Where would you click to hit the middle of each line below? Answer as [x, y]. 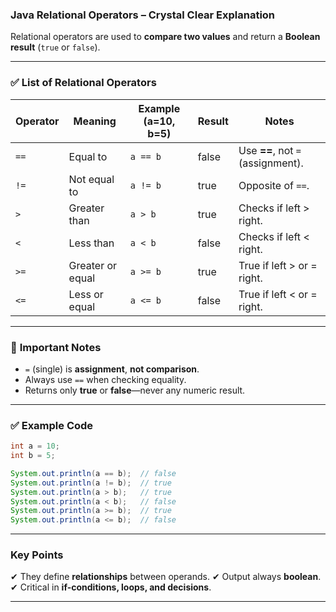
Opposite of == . [274, 185]
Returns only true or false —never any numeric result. [135, 390]
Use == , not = [270, 150]
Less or [86, 294]
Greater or [93, 265]
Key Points [37, 555]
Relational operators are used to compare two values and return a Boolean [165, 37]
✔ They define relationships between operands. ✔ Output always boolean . [166, 577]
